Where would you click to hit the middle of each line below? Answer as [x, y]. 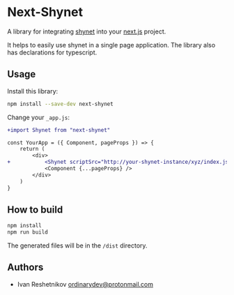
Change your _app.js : [38, 117]
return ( [32, 149]
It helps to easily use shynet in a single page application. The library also [111, 45]
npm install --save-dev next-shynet [60, 104]
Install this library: [33, 91]
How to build [35, 210]
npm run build [28, 232]
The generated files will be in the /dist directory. [77, 245]
